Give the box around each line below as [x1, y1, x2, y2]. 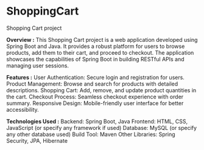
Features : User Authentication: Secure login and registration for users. [6, 73, 185, 81]
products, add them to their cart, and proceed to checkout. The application [6, 49, 194, 56]
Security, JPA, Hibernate [6, 137, 68, 144]
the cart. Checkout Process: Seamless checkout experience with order [6, 93, 184, 100]
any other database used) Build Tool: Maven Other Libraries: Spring [6, 131, 175, 138]
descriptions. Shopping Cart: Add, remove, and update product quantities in [6, 86, 197, 94]
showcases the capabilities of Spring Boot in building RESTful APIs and [6, 55, 185, 63]
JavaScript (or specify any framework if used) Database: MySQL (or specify [6, 124, 197, 131]
